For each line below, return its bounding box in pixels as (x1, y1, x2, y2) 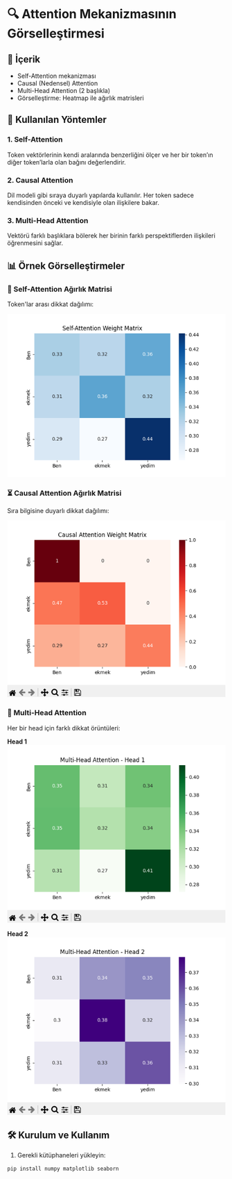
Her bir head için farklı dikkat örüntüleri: (7, 724, 121, 732)
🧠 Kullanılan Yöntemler (7, 114, 107, 126)
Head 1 (7, 737, 28, 746)
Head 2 (7, 930, 29, 938)
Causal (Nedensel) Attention (17, 79, 98, 87)
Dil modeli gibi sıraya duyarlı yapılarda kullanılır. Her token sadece (7, 191, 195, 199)
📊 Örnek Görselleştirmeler (7, 260, 125, 271)
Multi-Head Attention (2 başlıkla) (17, 87, 111, 94)
